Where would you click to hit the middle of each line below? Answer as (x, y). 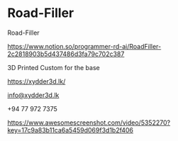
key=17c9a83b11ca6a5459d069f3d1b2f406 (70, 130)
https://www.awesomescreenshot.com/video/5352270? (89, 123)
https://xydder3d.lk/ (37, 81)
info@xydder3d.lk (33, 95)
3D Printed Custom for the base (54, 67)
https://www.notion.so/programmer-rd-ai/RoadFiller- (84, 46)
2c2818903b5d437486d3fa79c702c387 (66, 54)
